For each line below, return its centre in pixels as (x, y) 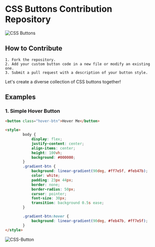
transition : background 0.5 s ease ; (68, 203)
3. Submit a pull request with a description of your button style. (77, 73)
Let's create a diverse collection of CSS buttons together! (63, 81)
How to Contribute (34, 48)
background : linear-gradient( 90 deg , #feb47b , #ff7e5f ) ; (90, 221)
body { (29, 135)
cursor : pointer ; (49, 194)
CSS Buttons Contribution (59, 9)
